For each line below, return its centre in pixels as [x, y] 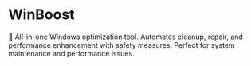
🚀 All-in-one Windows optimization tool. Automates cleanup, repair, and [125, 37]
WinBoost [41, 15]
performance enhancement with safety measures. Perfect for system [122, 45]
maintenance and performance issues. [71, 53]
